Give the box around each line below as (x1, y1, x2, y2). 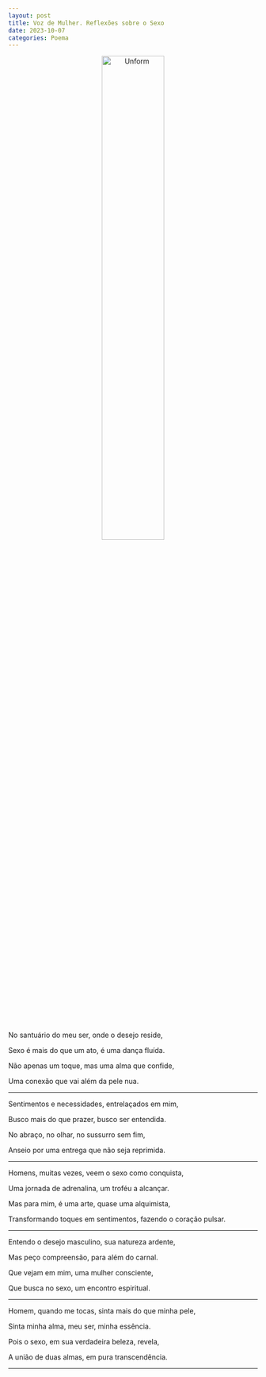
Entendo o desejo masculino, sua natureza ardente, (8, 1237, 176, 1247)
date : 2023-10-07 (8, 26, 66, 34)
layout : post (8, 11, 51, 20)
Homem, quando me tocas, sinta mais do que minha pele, (8, 1306, 196, 1316)
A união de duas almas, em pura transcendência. (8, 1352, 168, 1362)
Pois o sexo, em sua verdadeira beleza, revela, (8, 1337, 160, 1347)
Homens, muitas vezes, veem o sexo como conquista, (8, 1168, 184, 1178)
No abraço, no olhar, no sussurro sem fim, (8, 1130, 146, 1140)
